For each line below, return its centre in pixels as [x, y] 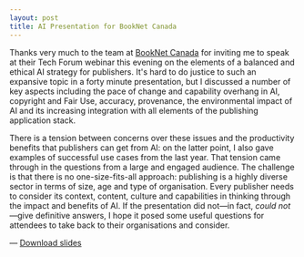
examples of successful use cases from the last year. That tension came [145, 157]
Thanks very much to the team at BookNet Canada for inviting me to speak [149, 52]
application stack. [42, 120]
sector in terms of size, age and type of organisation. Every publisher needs [152, 186]
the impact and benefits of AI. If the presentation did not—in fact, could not [150, 205]
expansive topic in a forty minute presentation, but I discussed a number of [150, 81]
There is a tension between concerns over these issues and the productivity [152, 138]
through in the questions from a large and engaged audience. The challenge [152, 167]
